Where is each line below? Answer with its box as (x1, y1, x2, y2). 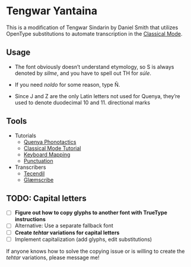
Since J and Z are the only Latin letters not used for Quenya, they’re (14, 92, 180, 99)
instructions (14, 216, 46, 223)
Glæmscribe (23, 176, 54, 183)
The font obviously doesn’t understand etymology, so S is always (14, 63, 174, 70)
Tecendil (23, 169, 45, 177)
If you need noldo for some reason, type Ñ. (14, 81, 120, 88)
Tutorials (14, 132, 37, 139)
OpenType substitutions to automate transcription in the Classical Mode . (6, 30, 183, 37)
